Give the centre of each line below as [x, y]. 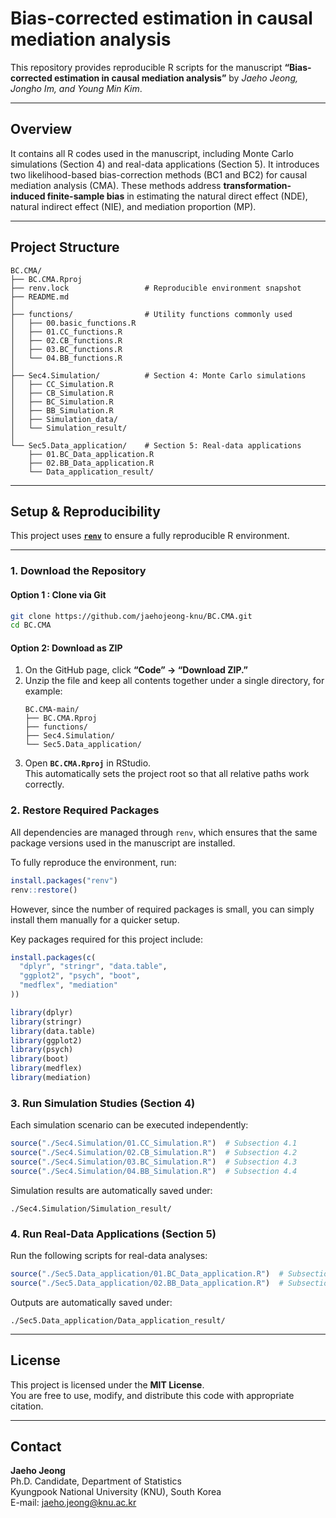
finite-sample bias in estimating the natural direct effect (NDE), [177, 196]
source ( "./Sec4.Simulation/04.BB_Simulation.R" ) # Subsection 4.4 [154, 1171]
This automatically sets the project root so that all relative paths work [167, 774]
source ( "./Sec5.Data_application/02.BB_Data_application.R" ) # [147, 1283]
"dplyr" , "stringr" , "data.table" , [93, 967]
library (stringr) [46, 1022]
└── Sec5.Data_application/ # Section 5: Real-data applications [156, 445]
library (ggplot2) [46, 1040]
